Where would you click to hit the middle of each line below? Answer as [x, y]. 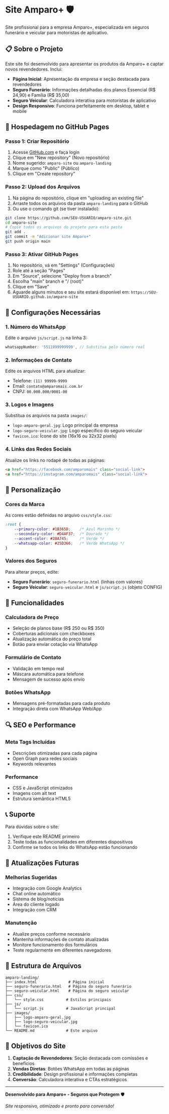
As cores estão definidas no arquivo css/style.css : [58, 515]
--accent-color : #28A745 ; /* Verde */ [59, 538]
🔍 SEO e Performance [41, 725]
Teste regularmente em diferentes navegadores [62, 950]
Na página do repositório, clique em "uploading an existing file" [78, 198]
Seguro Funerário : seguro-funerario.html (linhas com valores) [78, 582]
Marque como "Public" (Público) [46, 168]
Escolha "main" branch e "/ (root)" [48, 281]
